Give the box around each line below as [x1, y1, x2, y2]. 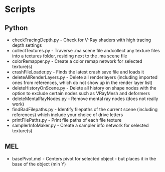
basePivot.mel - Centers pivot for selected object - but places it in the [12, 155, 156, 161]
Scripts [5, 4, 36, 15]
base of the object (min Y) [12, 161, 66, 167]
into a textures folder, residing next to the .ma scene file [12, 53, 127, 59]
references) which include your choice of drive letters [12, 112, 123, 118]
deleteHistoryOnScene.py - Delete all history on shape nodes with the [12, 85, 156, 91]
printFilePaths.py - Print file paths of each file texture [12, 117, 122, 123]
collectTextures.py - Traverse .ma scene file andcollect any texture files [12, 48, 160, 53]
